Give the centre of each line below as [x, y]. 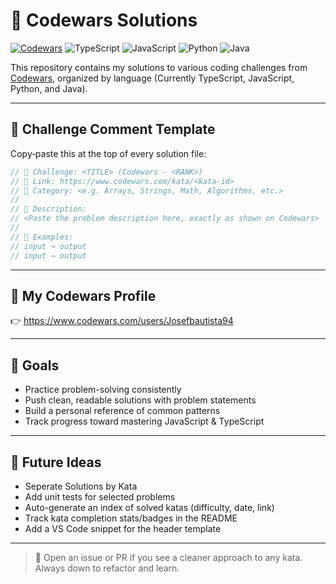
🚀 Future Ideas [56, 462]
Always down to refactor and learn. [107, 568]
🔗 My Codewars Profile [83, 295]
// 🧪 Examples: [42, 237]
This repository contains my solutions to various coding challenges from [159, 67]
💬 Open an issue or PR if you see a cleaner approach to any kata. [168, 557]
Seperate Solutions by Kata [81, 486]
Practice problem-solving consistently [103, 390]
